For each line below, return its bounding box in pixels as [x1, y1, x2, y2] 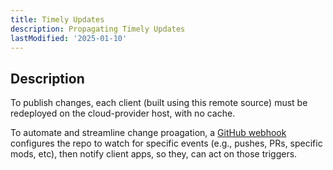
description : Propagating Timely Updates [10, 24, 186, 34]
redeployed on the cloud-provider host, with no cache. [10, 107, 236, 120]
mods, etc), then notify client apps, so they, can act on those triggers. [10, 148, 298, 160]
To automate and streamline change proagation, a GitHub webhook [10, 127, 287, 139]
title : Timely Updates [10, 14, 105, 25]
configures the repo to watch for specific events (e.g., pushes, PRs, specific [10, 137, 323, 150]
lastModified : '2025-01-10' [10, 33, 128, 43]
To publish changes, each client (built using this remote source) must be [10, 97, 308, 109]
